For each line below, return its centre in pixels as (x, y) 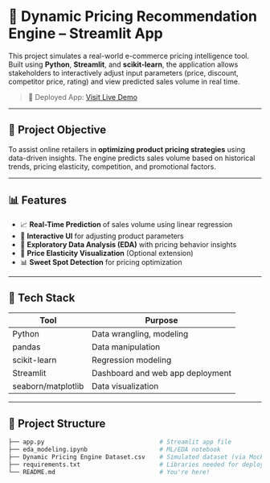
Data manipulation (126, 347)
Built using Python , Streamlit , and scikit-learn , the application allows (123, 64)
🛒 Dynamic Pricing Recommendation (133, 17)
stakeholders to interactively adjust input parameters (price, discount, (123, 72)
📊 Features (37, 200)
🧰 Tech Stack (42, 297)
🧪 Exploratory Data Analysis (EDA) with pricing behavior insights (128, 244)
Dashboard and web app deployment (162, 374)
